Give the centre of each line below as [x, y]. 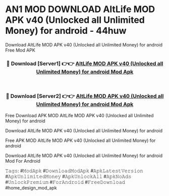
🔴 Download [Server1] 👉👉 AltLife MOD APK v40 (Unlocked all [85, 63]
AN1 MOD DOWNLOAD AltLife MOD [80, 9]
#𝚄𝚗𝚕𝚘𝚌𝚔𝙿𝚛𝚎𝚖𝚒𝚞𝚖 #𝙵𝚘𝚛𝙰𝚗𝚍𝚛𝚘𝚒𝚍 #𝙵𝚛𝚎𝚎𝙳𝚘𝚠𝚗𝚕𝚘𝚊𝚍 [65, 182]
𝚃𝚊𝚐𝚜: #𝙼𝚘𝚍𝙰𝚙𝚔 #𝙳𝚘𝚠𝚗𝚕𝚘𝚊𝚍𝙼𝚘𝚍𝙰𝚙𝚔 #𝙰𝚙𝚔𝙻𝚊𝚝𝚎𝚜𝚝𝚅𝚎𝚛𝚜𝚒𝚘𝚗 [74, 171]
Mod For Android [23, 161]
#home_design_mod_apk [31, 187]
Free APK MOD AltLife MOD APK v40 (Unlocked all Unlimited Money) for [80, 140]
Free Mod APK [20, 50]
